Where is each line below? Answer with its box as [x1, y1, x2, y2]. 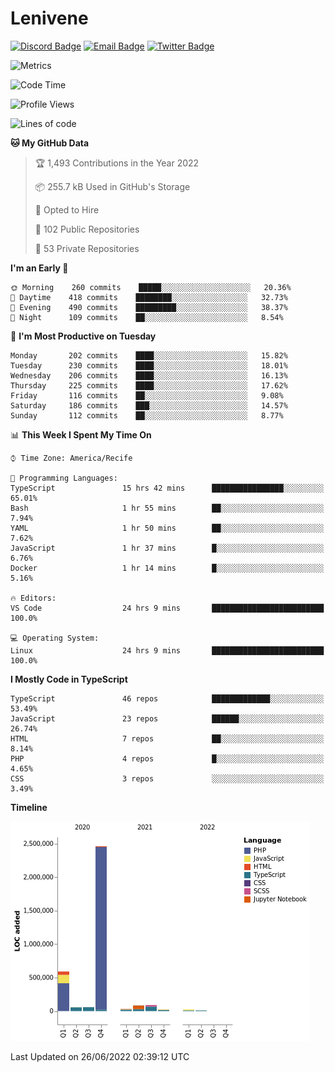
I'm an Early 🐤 [10, 262, 69, 274]
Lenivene [10, 7, 89, 30]
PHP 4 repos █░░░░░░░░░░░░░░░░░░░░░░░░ [10, 753, 325, 764]
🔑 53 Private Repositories [34, 242, 140, 254]
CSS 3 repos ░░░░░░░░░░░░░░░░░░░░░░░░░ [10, 773, 325, 784]
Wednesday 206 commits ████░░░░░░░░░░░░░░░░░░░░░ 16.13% [10, 370, 288, 381]
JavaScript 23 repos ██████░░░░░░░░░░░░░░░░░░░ [10, 713, 325, 724]
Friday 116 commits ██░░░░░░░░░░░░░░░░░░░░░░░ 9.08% [10, 390, 284, 401]
